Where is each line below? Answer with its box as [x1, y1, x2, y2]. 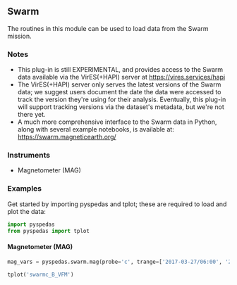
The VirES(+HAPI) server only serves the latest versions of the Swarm [17, 80, 221, 89]
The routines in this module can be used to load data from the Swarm [7, 24, 209, 32]
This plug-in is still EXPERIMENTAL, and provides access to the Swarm [17, 65, 224, 74]
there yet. [17, 110, 46, 119]
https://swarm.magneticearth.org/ [17, 133, 116, 141]
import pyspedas [7, 221, 55, 228]
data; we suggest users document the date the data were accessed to [17, 88, 221, 96]
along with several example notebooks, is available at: [17, 125, 174, 134]
